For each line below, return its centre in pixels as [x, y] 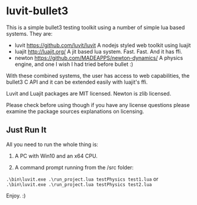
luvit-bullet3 [37, 11]
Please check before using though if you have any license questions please [98, 105]
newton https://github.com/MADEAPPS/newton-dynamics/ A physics [99, 58]
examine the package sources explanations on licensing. [75, 111]
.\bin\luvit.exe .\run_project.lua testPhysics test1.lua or [82, 179]
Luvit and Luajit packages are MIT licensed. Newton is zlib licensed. [89, 93]
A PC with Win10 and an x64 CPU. [56, 156]
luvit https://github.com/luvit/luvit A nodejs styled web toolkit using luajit [103, 45]
